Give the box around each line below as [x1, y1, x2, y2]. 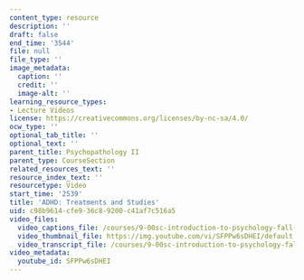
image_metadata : [9, 64, 71, 73]
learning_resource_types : [9, 97, 107, 107]
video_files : [9, 214, 59, 224]
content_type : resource [9, 13, 100, 23]
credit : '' [17, 80, 59, 89]
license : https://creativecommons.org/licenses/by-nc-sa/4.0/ [9, 114, 249, 123]
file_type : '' [9, 55, 63, 64]
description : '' [9, 22, 71, 31]
